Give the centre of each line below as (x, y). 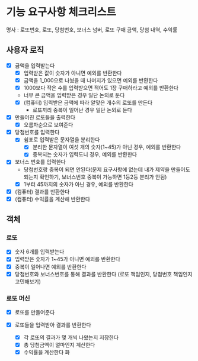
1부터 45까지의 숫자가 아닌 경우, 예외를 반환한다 (78, 184)
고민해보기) (28, 281)
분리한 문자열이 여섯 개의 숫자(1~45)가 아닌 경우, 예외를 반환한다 (107, 147)
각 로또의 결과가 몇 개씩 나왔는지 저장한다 (71, 337)
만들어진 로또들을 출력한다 (45, 117)
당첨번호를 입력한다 (37, 132)
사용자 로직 (25, 50)
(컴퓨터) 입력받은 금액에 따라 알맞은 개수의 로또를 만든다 (88, 102)
